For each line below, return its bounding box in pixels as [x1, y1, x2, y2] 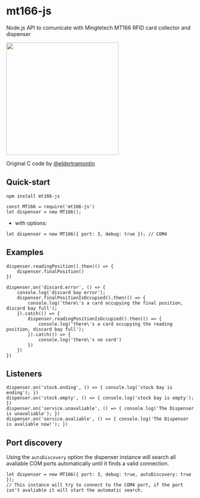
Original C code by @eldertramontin [6, 160, 95, 167]
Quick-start [6, 177, 50, 187]
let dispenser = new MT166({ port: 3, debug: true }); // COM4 [6, 231, 168, 237]
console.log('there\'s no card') [38, 337, 122, 343]
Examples [6, 247, 44, 257]
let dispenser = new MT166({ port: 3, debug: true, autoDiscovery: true [6, 472, 192, 478]
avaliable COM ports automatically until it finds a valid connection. [6, 460, 169, 467]
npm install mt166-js [6, 193, 60, 199]
